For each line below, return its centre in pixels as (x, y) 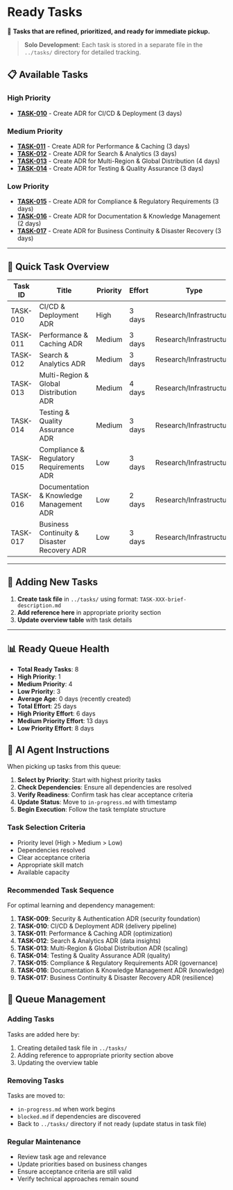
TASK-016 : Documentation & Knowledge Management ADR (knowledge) (121, 970)
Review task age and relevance (62, 1157)
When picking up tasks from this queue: (64, 767)
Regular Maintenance (44, 1141)
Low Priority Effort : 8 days (55, 728)
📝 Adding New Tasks (53, 583)
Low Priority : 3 (39, 691)
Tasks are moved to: (36, 1096)
